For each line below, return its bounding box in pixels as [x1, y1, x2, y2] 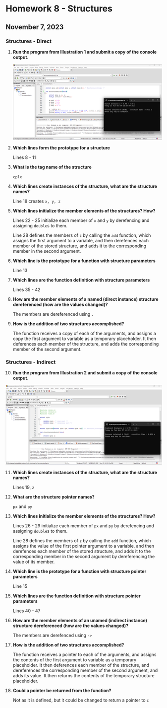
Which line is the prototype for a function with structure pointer [12, 568, 147, 574]
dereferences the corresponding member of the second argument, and [12, 667, 158, 673]
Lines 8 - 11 [12, 154, 36, 160]
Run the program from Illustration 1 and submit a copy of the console [12, 49, 157, 55]
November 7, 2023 [5, 23, 64, 31]
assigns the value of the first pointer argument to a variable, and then [12, 543, 154, 549]
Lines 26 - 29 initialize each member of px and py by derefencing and [12, 522, 154, 529]
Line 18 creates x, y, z [12, 198, 61, 204]
